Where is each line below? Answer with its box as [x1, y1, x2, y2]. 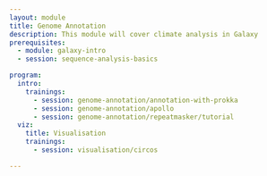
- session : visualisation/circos [32, 146, 159, 155]
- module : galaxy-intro [17, 46, 106, 55]
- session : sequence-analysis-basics [17, 54, 159, 63]
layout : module [9, 13, 66, 22]
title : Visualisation [25, 129, 106, 138]
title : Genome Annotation [9, 21, 106, 30]
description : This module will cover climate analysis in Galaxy [9, 29, 258, 38]
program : [9, 71, 42, 80]
